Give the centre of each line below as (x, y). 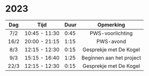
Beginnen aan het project (111, 57)
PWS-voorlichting (111, 33)
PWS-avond (111, 41)
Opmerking (111, 25)
